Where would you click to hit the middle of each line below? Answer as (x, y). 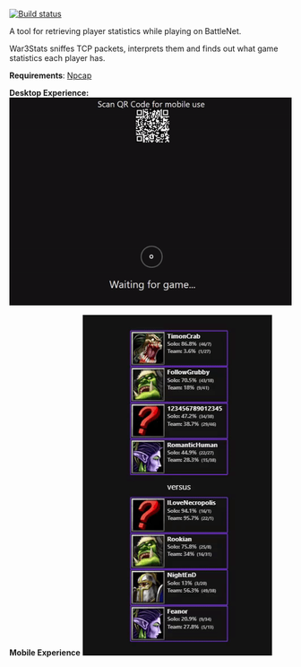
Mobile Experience (45, 653)
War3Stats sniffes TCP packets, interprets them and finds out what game (144, 48)
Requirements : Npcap (51, 75)
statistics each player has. (57, 58)
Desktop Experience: (49, 93)
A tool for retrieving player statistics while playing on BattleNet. (125, 31)
